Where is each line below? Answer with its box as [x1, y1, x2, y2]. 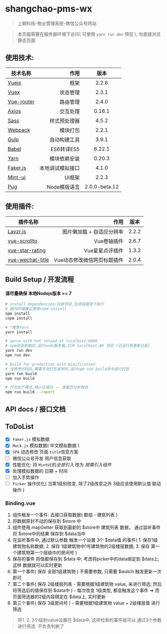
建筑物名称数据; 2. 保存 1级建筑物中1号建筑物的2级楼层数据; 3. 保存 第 [12, 543, 155, 549]
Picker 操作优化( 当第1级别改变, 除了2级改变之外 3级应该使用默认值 [12, 480, 151, 486]
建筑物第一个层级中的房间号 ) [17, 550, 77, 556]
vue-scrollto [8, 237, 38, 244]
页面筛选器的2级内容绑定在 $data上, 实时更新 [12, 594, 106, 600]
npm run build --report [5, 390, 55, 395]
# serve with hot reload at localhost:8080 [5, 339, 98, 344]
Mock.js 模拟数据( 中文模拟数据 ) [12, 442, 79, 449]
